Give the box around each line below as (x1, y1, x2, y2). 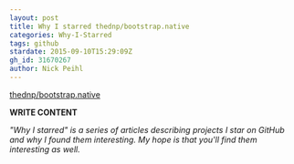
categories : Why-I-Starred (9, 30, 112, 39)
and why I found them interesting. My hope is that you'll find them (9, 134, 257, 145)
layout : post (9, 13, 59, 23)
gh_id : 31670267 (9, 56, 71, 65)
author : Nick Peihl (9, 65, 84, 74)
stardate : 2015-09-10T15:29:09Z (9, 47, 132, 56)
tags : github (9, 38, 59, 48)
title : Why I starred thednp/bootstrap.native (9, 22, 190, 31)
